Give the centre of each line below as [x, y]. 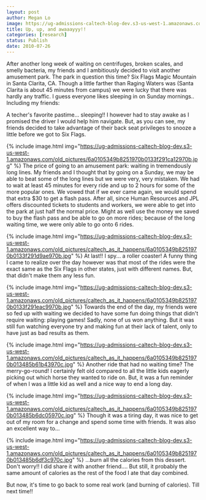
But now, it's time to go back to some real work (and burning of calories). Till [103, 485]
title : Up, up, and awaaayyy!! [46, 29]
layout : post [23, 12]
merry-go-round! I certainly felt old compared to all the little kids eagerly [98, 371]
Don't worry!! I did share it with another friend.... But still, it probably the [97, 466]
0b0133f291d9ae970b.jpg [39, 256]
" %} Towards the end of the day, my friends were [134, 307]
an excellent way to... [33, 428]
